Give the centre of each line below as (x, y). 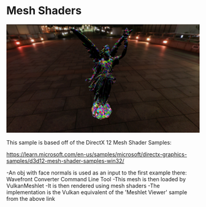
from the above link (31, 199)
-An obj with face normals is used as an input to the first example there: (97, 173)
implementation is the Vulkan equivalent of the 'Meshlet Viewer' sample (97, 192)
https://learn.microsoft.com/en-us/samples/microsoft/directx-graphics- (97, 154)
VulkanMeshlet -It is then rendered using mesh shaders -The (83, 186)
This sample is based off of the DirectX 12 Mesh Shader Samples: (89, 143)
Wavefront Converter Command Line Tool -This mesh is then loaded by (96, 179)
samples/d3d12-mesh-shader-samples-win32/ (65, 161)
